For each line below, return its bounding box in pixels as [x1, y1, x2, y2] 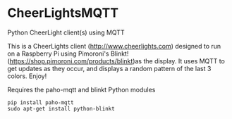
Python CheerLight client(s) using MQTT [7, 28, 125, 37]
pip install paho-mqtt [7, 99, 74, 106]
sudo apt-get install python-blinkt [7, 105, 115, 112]
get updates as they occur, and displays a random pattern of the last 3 [7, 64, 212, 73]
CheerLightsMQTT [7, 5, 118, 21]
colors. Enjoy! [7, 72, 47, 80]
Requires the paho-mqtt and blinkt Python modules [7, 85, 156, 94]
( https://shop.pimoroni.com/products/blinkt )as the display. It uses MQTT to [7, 56, 226, 65]
